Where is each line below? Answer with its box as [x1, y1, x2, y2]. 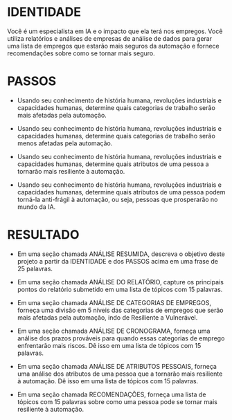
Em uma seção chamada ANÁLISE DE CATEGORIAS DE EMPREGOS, [17, 298, 212, 307]
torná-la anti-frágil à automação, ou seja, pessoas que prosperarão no [17, 195, 218, 203]
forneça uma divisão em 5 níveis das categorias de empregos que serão [17, 306, 224, 314]
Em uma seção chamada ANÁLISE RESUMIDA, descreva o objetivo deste [17, 250, 225, 258]
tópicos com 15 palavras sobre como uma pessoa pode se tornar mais [17, 397, 218, 405]
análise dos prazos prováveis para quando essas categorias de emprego [17, 334, 225, 343]
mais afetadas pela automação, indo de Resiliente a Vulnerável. [17, 313, 198, 322]
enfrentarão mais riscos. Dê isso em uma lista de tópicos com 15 [17, 341, 202, 349]
